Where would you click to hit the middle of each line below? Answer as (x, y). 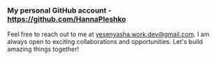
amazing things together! (43, 49)
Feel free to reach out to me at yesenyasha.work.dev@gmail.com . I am (108, 34)
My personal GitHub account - (60, 10)
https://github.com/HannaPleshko (67, 19)
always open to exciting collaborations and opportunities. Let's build (105, 42)
